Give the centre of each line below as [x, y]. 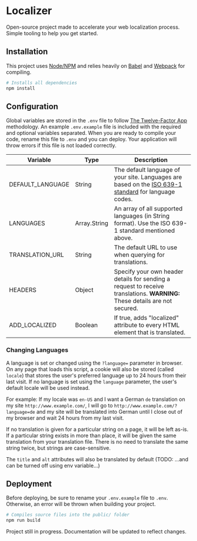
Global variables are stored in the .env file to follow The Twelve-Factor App [97, 121]
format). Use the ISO [142, 223]
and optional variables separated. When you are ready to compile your [91, 133]
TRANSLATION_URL [37, 255]
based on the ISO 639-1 [148, 185]
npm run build [23, 520]
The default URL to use [146, 247]
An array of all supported [148, 209]
